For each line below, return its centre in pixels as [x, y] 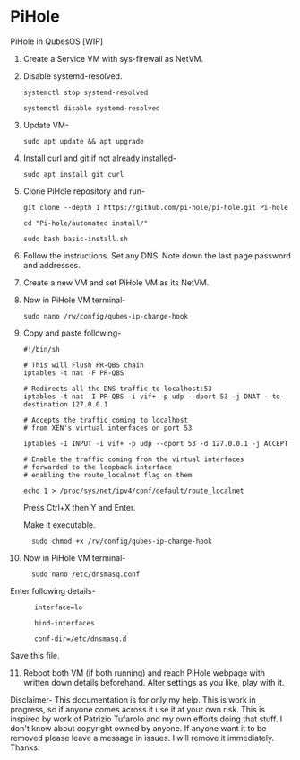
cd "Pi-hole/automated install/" [86, 223]
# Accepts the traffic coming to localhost [106, 420]
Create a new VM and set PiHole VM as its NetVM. [116, 282]
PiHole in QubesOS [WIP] [57, 41]
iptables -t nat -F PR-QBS [73, 373]
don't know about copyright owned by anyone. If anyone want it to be [138, 728]
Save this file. [35, 655]
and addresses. [52, 265]
